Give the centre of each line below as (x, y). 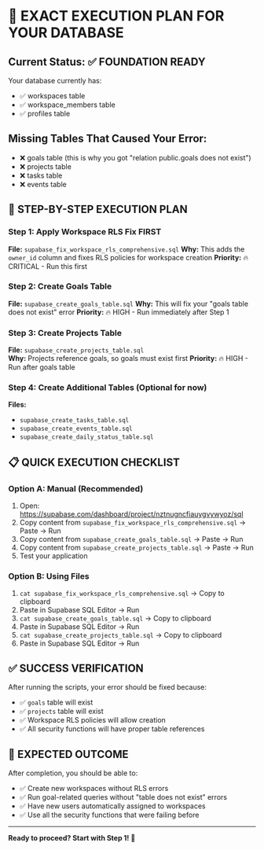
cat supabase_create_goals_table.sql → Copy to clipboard (115, 618)
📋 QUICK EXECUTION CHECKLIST (94, 462)
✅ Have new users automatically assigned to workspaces (112, 806)
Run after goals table (42, 367)
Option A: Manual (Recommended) (76, 488)
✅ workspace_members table (67, 105)
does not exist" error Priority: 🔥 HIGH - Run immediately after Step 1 (119, 312)
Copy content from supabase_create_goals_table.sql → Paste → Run (131, 539)
